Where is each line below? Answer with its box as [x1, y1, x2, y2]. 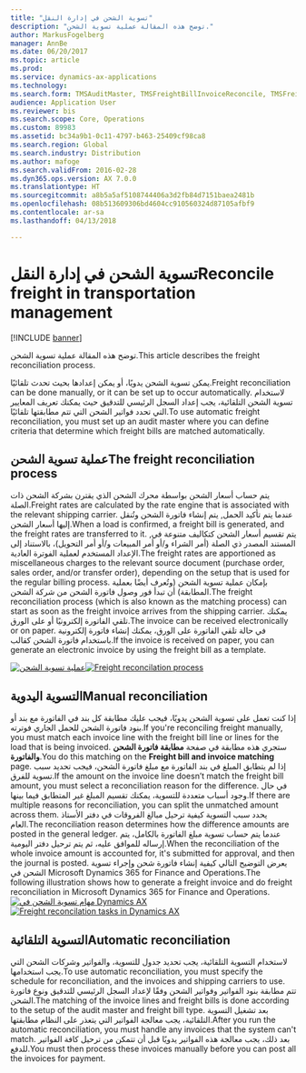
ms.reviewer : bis [10, 106, 76, 115]
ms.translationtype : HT [10, 183, 101, 192]
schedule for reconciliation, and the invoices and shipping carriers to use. [10, 976, 285, 987]
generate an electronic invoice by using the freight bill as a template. [10, 645, 267, 656]
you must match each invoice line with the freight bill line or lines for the [10, 732, 280, 743]
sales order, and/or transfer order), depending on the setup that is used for [10, 567, 290, 578]
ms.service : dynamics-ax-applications [10, 73, 157, 82]
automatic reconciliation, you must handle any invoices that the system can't [10, 1024, 297, 1035]
